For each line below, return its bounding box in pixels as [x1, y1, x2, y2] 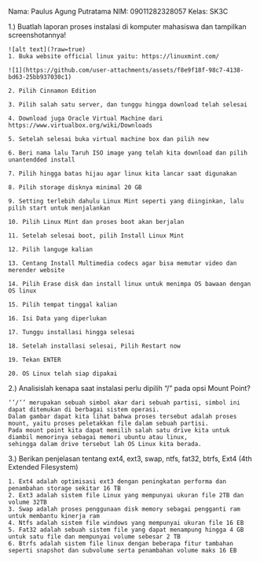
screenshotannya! [8, 31, 67, 39]
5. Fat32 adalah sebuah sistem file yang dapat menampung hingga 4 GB [8, 526, 244, 534]
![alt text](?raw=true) [8, 46, 86, 54]
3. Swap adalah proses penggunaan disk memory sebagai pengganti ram [8, 505, 241, 513]
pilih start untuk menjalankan [8, 204, 111, 212]
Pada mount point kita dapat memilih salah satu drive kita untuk [8, 426, 230, 434]
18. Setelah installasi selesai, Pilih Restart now [8, 342, 181, 350]
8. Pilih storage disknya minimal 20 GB [8, 184, 143, 192]
